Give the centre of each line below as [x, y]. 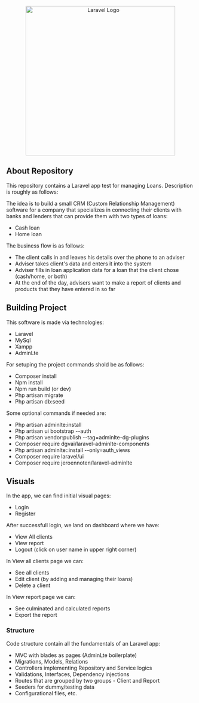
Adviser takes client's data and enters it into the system [83, 264]
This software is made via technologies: [55, 322]
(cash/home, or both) [41, 276]
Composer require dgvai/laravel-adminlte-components [82, 444]
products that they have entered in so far [65, 289]
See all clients [32, 573]
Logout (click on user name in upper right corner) [76, 549]
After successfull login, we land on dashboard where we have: [83, 525]
